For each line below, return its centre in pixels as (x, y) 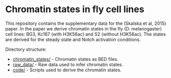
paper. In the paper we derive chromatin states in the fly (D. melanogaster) (84, 28)
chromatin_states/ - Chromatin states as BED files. (65, 59)
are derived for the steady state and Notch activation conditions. (73, 40)
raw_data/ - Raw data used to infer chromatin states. (68, 64)
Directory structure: (26, 49)
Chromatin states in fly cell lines (75, 9)
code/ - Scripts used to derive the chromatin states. (67, 70)
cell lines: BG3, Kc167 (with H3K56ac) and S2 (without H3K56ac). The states (86, 34)
